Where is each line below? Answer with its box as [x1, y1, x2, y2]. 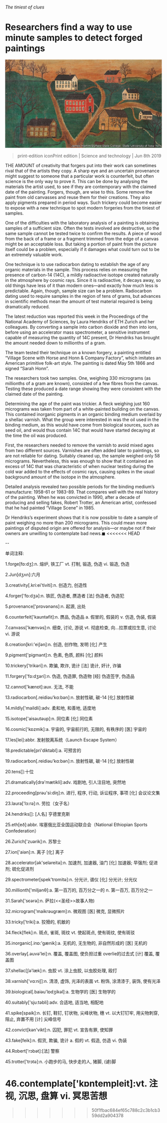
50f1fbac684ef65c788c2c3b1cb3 [91, 1107, 161, 1113]
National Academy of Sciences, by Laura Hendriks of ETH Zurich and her [5, 319, 155, 325]
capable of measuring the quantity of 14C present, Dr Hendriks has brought [5, 335, 160, 341]
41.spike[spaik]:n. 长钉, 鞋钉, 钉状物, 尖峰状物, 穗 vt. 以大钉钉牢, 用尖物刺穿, [5, 1010, 160, 1016]
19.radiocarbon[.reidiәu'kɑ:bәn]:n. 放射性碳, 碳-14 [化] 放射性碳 [5, 758, 134, 764]
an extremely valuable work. [5, 252, 63, 258]
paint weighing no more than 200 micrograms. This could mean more [5, 520, 147, 526]
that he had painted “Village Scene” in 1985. [5, 505, 95, 511]
